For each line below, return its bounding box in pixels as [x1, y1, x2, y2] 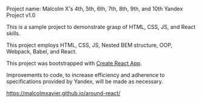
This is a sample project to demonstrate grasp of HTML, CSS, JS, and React [6, 24, 196, 30]
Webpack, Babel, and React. [6, 48, 77, 55]
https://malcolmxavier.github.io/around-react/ [6, 90, 121, 96]
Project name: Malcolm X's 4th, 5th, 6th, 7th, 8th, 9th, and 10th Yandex [6, 5, 183, 12]
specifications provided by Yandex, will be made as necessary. [6, 78, 164, 85]
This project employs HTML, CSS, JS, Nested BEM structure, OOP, [6, 42, 173, 48]
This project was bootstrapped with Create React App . [6, 60, 143, 67]
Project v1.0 [6, 12, 36, 19]
